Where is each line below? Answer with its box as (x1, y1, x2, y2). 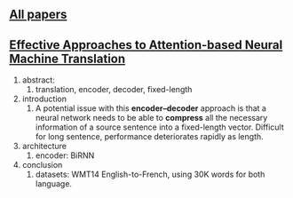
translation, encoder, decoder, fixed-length (35, 84, 193, 95)
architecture (21, 141, 67, 152)
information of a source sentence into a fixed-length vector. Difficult (35, 122, 284, 132)
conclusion (21, 160, 63, 170)
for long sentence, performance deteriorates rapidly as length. (35, 131, 264, 142)
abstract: (21, 75, 55, 85)
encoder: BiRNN (35, 150, 95, 161)
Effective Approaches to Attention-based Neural (9, 37, 283, 52)
